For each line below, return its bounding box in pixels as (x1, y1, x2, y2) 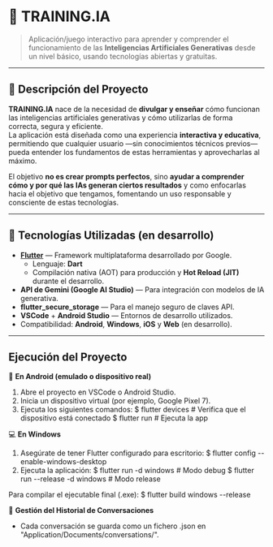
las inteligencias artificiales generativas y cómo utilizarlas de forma (8, 113, 233, 123)
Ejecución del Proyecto (8, 350, 128, 364)
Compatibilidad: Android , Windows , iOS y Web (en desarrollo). (19, 319, 233, 329)
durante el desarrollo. (32, 276, 104, 286)
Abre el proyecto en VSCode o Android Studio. (19, 387, 176, 397)
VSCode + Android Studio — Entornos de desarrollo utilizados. (19, 310, 233, 320)
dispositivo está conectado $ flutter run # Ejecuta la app (19, 413, 209, 423)
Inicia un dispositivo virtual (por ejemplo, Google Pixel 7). (19, 396, 211, 406)
